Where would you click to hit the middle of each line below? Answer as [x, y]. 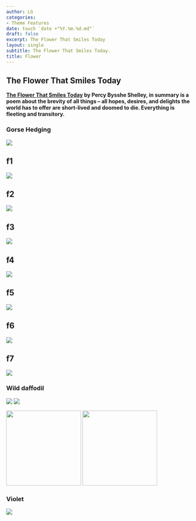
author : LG [20, 12]
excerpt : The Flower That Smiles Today [56, 40]
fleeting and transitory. [36, 114]
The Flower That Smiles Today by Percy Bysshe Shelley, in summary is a [98, 95]
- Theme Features [28, 23]
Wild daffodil [25, 389]
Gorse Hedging [29, 130]
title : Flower [24, 56]
